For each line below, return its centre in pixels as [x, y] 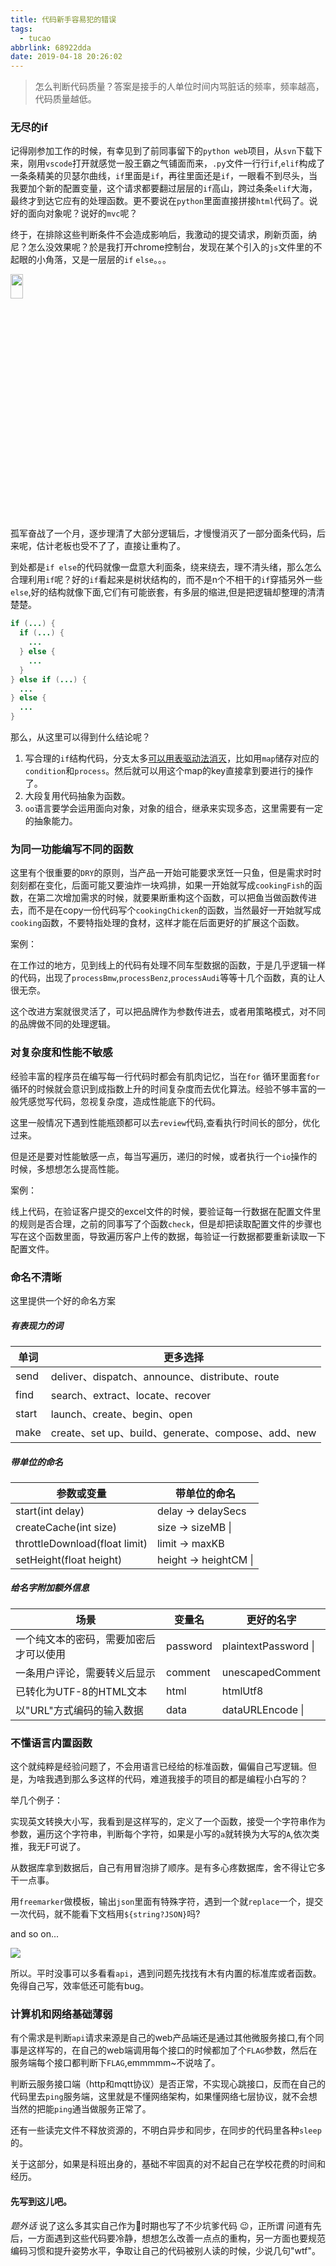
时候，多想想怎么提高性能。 [67, 1168]
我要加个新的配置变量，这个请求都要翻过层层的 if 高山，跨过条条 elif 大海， [164, 188]
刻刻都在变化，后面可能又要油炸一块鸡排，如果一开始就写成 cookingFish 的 [162, 885]
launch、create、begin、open [121, 1414]
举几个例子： [36, 1800]
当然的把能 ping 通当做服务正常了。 [81, 2109]
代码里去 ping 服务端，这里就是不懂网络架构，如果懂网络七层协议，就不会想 [164, 2097]
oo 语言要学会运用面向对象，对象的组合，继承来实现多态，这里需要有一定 [174, 808]
